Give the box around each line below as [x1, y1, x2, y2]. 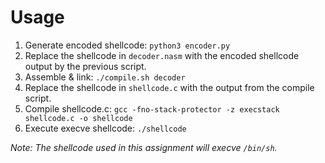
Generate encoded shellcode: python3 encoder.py [24, 39, 231, 51]
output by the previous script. [24, 60, 147, 72]
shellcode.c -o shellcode [24, 113, 133, 123]
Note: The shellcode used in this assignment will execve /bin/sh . [10, 141, 278, 153]
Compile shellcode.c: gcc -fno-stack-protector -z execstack [24, 102, 280, 115]
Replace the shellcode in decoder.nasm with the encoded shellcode [24, 49, 300, 61]
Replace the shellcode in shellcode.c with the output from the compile [24, 81, 315, 93]
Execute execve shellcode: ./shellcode [24, 122, 187, 134]
